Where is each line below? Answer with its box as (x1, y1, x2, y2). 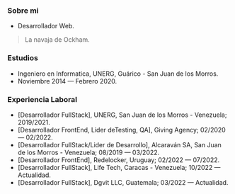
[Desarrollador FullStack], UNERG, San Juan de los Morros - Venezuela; (17, 110, 227, 119)
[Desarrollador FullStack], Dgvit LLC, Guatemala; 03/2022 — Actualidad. (17, 178, 229, 186)
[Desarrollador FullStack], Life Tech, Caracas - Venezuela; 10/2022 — (17, 163, 221, 171)
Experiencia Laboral (7, 94, 78, 104)
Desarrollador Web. (17, 22, 74, 30)
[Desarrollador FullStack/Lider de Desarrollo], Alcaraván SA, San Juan (17, 140, 222, 149)
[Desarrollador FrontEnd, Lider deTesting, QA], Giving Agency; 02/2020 (17, 125, 227, 134)
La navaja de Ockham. (24, 35, 90, 44)
